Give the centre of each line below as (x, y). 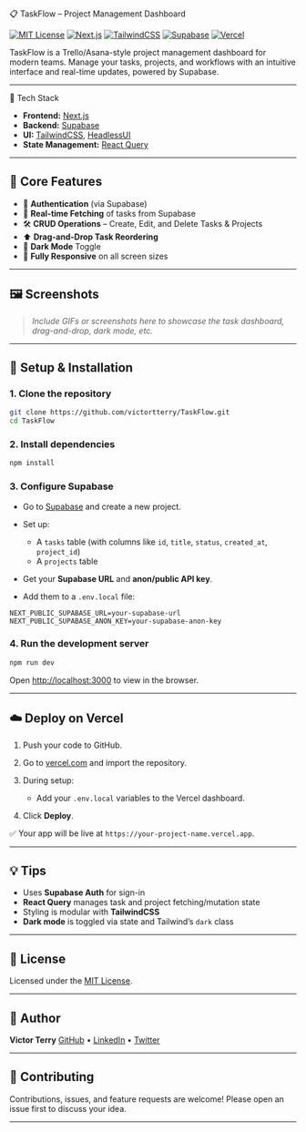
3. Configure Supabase (61, 486)
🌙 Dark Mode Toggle (62, 246)
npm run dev (32, 663)
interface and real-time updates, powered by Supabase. (114, 71)
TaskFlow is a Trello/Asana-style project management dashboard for (138, 52)
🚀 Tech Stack (34, 98)
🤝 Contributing (52, 1077)
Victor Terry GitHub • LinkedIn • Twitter (85, 1040)
